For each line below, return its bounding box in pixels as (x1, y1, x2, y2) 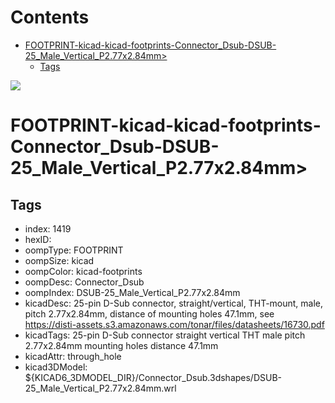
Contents (10, 6, 90, 29)
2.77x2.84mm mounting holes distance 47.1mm (24, 339, 219, 351)
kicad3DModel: (24, 361, 88, 373)
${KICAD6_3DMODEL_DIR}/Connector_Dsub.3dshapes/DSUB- (24, 371, 283, 383)
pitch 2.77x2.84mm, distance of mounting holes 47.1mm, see (24, 307, 275, 320)
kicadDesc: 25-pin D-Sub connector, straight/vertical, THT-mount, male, (24, 297, 324, 309)
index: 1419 (24, 222, 72, 235)
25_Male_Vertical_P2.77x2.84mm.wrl (24, 382, 177, 394)
